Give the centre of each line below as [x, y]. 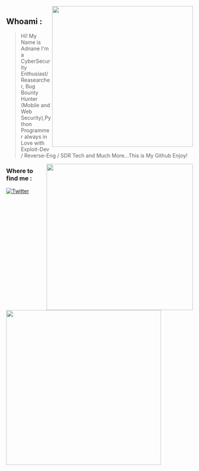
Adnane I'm [35, 48]
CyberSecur [35, 61]
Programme [35, 130]
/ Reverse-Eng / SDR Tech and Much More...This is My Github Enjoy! [104, 155]
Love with [33, 143]
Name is [31, 42]
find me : [19, 178]
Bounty [29, 92]
